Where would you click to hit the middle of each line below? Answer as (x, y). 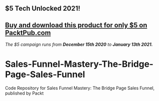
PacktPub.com (28, 32)
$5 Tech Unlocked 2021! (43, 9)
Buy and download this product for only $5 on (76, 25)
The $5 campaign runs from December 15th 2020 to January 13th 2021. (79, 44)
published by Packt (24, 93)
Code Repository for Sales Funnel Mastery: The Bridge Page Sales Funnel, (80, 88)
